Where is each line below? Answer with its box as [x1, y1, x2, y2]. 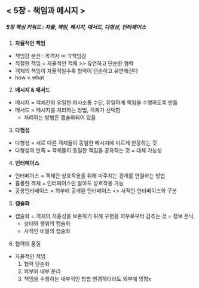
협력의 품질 [14, 240, 41, 247]
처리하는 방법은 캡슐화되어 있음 [23, 114, 96, 121]
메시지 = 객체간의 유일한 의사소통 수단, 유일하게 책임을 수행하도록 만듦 [14, 99, 178, 106]
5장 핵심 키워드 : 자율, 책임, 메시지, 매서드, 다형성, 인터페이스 [6, 23, 146, 30]
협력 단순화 [23, 261, 50, 268]
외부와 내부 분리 [23, 268, 61, 275]
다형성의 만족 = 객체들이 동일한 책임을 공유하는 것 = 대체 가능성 [14, 147, 163, 154]
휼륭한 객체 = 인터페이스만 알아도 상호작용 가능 [14, 180, 124, 187]
